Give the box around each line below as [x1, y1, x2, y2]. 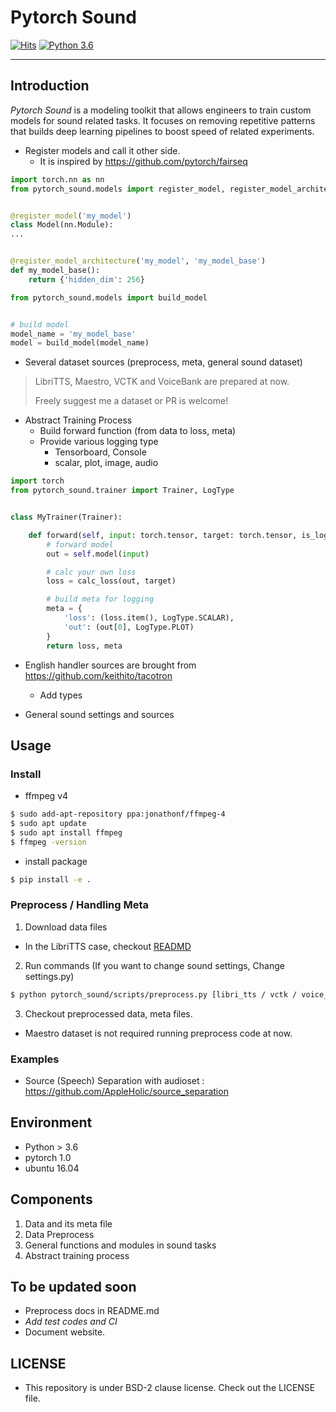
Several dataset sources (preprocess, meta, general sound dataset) [24, 356, 303, 368]
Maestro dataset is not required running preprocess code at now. [24, 1027, 293, 1039]
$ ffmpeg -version [10, 837, 87, 847]
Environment [10, 1114, 93, 1131]
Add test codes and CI [24, 1316, 118, 1328]
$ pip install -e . [10, 874, 92, 885]
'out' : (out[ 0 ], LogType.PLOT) [63, 622, 195, 632]
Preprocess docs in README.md [24, 1305, 160, 1317]
